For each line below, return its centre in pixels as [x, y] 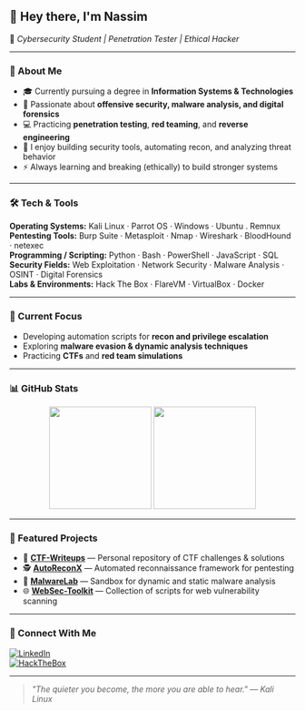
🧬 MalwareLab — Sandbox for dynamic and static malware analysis [149, 581]
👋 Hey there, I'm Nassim [79, 17]
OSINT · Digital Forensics [56, 275]
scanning [39, 601]
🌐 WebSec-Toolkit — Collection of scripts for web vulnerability [141, 591]
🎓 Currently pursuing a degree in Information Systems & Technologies [158, 91]
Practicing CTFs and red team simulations [103, 355]
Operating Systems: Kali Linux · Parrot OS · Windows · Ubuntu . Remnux [145, 226]
